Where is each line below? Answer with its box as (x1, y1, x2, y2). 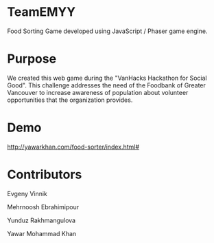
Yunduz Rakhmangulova (7, 216, 76, 224)
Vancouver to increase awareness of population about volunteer (7, 88, 189, 96)
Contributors (7, 167, 82, 182)
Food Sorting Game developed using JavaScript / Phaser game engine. (7, 27, 208, 35)
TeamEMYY (7, 4, 76, 20)
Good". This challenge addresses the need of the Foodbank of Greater (7, 81, 206, 89)
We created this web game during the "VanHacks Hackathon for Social (7, 74, 207, 82)
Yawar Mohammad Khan (7, 229, 77, 237)
